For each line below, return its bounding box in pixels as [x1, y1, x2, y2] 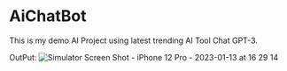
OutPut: [9, 52, 37, 62]
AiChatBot [9, 6, 87, 26]
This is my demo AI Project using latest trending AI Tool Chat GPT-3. [9, 35, 259, 46]
